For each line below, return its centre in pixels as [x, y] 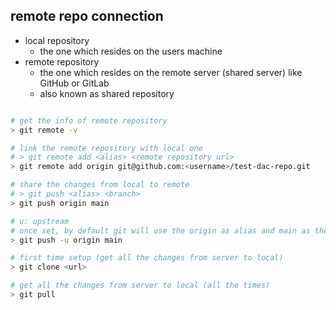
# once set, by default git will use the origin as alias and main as [160, 230]
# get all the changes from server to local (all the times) [140, 285]
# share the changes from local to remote [100, 185]
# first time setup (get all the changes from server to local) [147, 258]
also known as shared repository [107, 93]
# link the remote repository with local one [106, 148]
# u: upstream [40, 221]
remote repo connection [87, 16]
